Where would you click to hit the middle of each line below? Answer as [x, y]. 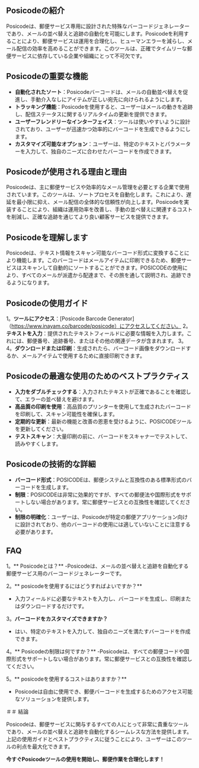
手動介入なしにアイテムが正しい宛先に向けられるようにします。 [108, 99]
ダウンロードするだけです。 [54, 606]
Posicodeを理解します [47, 237]
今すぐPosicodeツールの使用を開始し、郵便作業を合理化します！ [85, 759]
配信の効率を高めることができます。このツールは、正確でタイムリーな [102, 48]
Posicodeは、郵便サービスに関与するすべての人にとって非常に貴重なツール [97, 724]
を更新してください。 [41, 429]
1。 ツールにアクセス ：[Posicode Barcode [56, 319]
